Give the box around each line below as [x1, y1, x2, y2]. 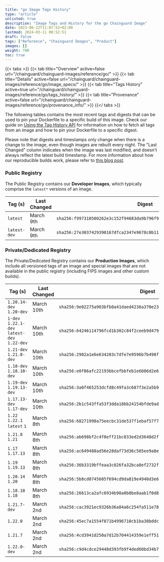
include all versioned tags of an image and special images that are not [5, 263, 146, 269]
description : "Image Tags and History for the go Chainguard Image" [5, 21, 147, 26]
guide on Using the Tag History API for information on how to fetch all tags [5, 122, 155, 128]
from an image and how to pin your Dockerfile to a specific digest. [5, 127, 138, 133]
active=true [5, 86, 28, 93]
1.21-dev [7, 347, 28, 352]
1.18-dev [7, 363, 28, 369]
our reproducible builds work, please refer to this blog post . [5, 157, 124, 164]
